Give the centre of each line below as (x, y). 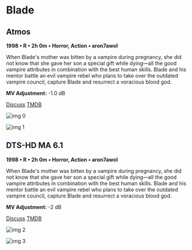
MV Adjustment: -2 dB (34, 207)
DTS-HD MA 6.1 (35, 146)
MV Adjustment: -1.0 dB (36, 93)
